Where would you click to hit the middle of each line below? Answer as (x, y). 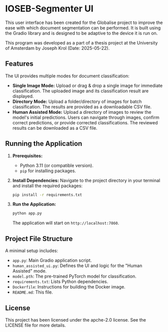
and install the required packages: (47, 186)
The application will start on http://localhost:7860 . (66, 223)
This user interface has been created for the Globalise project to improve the (84, 22)
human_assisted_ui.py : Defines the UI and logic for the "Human (77, 266)
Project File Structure (39, 238)
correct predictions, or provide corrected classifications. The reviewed (85, 122)
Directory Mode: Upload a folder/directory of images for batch (77, 101)
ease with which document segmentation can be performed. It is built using (83, 27)
